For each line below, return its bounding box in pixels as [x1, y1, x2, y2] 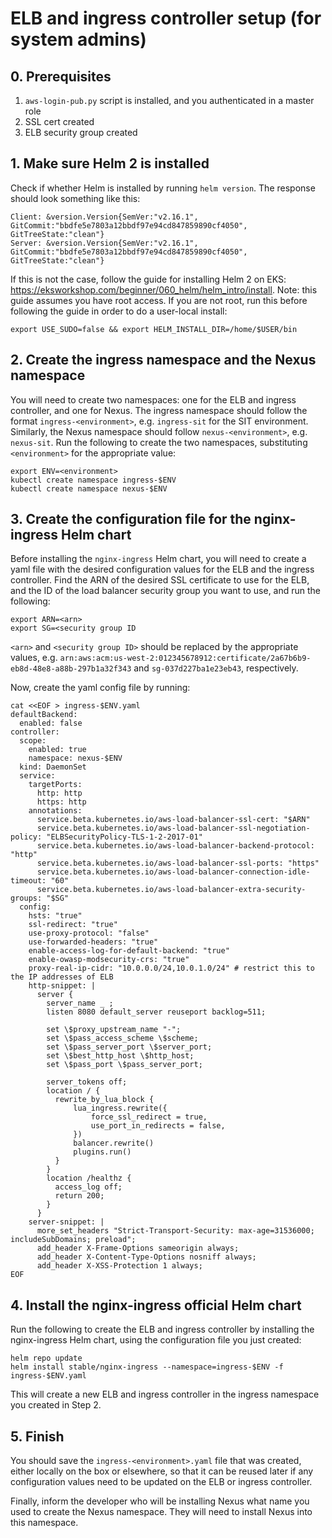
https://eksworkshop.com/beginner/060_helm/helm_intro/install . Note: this [10, 283, 318, 296]
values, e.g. [10, 652, 58, 664]
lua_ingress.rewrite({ [73, 1103, 168, 1114]
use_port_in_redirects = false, [90, 1121, 226, 1131]
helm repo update [10, 1353, 83, 1364]
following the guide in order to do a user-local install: [10, 305, 228, 317]
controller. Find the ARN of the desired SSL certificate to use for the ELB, [10, 574, 310, 586]
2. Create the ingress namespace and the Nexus [10, 352, 317, 369]
